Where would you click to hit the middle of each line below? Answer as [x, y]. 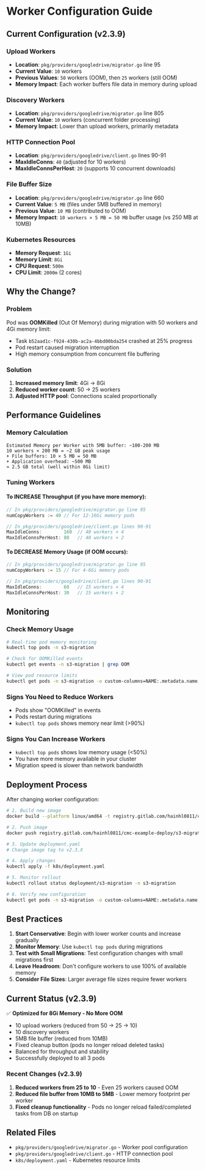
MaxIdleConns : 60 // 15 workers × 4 [65, 587]
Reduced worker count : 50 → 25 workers [68, 389]
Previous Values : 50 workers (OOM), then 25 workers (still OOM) [96, 77]
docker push [21, 833]
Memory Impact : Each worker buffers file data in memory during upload [106, 84]
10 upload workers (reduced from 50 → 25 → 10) [76, 1026]
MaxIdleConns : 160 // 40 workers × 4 [65, 532]
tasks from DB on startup [47, 1113]
